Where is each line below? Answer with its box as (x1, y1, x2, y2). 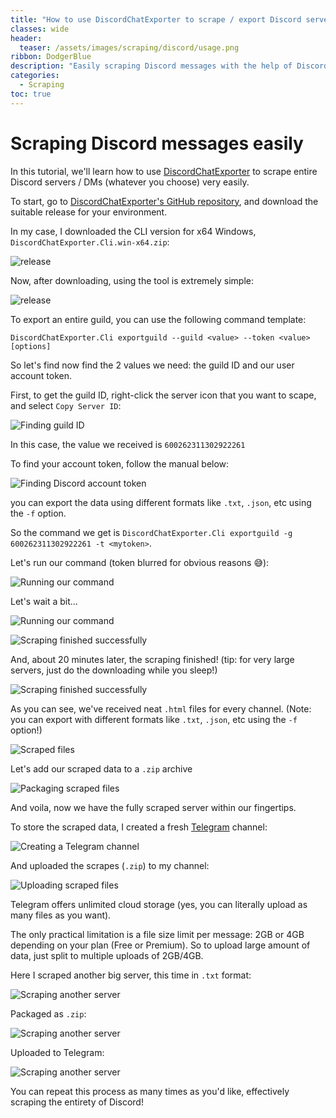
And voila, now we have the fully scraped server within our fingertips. (10, 801, 297, 813)
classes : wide (10, 24, 70, 34)
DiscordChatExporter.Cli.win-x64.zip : (10, 236, 170, 248)
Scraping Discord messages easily (10, 132, 304, 155)
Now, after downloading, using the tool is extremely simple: (10, 274, 255, 286)
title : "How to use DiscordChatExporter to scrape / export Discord (10, 14, 302, 25)
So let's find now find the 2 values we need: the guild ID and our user (10, 359, 295, 371)
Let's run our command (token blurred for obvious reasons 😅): (10, 556, 270, 568)
